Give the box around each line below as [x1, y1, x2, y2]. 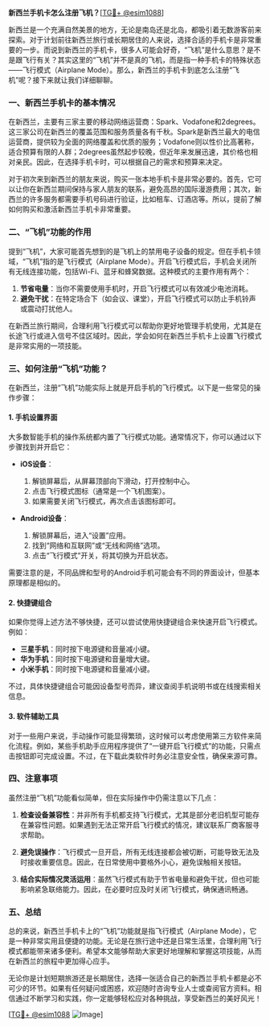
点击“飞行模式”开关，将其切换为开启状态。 [31, 551, 173, 561]
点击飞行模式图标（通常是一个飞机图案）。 [31, 487, 170, 496]
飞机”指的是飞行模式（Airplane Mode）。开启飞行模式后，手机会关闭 [25, 257, 250, 266]
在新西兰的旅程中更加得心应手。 [8, 956, 114, 966]
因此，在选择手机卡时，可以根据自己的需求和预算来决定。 [35, 157, 227, 167]
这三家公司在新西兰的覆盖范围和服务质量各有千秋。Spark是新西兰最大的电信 [8, 127, 260, 137]
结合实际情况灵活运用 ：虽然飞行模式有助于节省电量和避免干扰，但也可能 [19, 874, 260, 884]
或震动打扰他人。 [19, 303, 77, 313]
